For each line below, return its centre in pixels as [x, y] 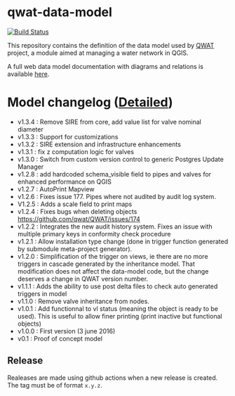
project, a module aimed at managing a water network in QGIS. [98, 53]
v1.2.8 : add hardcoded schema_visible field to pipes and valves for [114, 174]
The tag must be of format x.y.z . [55, 385]
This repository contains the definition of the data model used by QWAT [111, 45]
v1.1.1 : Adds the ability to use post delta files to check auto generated [117, 286]
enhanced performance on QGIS [65, 181]
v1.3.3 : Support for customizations [68, 136]
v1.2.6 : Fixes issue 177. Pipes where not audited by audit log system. [116, 196]
